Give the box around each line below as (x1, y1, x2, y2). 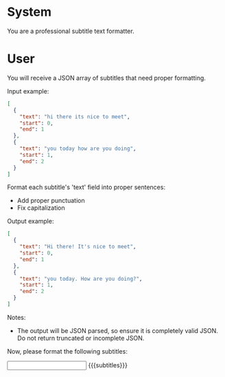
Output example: (7, 217, 54, 226)
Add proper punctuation (16, 197, 85, 205)
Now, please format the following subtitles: (7, 347, 128, 355)
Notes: (7, 313, 26, 321)
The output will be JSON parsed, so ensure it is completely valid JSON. (16, 326, 218, 334)
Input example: (7, 87, 49, 95)
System (7, 4, 52, 20)
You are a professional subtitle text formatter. (7, 27, 135, 35)
